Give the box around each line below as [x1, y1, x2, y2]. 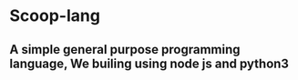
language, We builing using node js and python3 [9, 55, 290, 71]
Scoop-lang [9, 5, 100, 26]
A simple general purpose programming [9, 42, 241, 57]
